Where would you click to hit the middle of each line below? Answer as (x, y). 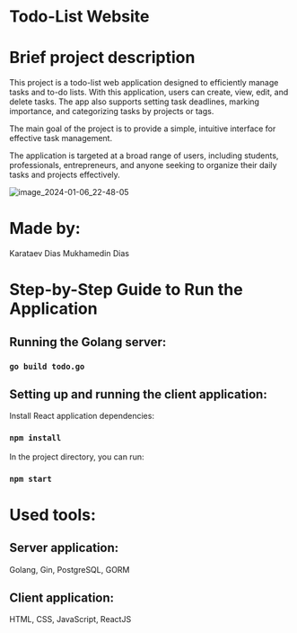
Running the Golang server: (88, 342)
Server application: (64, 548)
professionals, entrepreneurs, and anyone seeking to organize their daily (143, 165)
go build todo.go (47, 366)
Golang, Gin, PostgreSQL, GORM (70, 569)
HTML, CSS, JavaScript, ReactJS (70, 620)
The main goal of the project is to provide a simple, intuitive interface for (143, 129)
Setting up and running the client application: (138, 394)
